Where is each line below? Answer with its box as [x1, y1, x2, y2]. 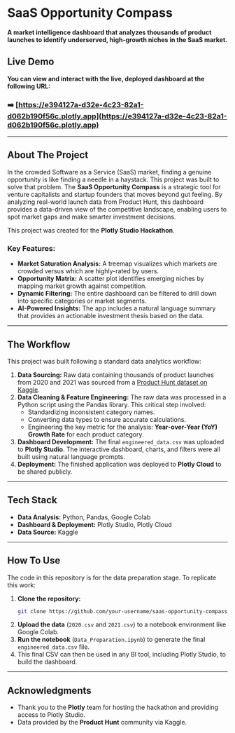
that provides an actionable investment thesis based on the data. [17, 312, 204, 320]
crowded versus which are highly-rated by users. [17, 267, 159, 275]
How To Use [7, 555, 61, 567]
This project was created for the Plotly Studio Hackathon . [7, 226, 175, 234]
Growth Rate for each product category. [27, 430, 144, 439]
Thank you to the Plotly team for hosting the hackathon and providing [17, 703, 219, 712]
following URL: [7, 82, 51, 90]
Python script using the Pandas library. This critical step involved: [17, 400, 206, 409]
